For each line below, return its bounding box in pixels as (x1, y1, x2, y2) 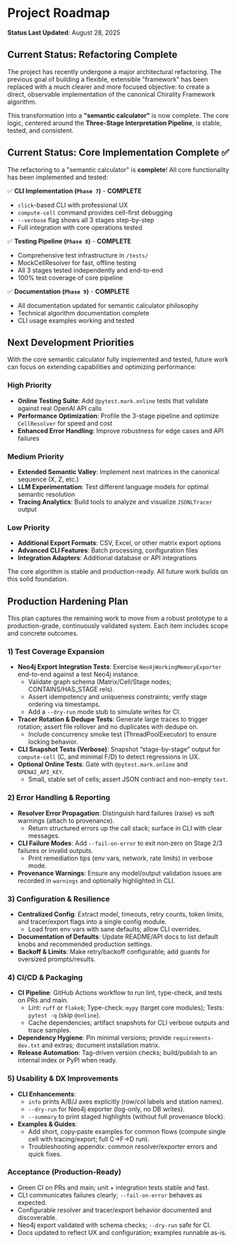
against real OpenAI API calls (17, 404, 102, 412)
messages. (28, 831, 60, 840)
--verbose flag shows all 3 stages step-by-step (17, 215, 154, 224)
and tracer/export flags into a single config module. (17, 917, 167, 926)
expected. (17, 1198, 47, 1207)
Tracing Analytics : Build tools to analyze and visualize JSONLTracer (17, 497, 213, 506)
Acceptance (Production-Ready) (7, 1167, 122, 1177)
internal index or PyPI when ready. (17, 1056, 118, 1065)
